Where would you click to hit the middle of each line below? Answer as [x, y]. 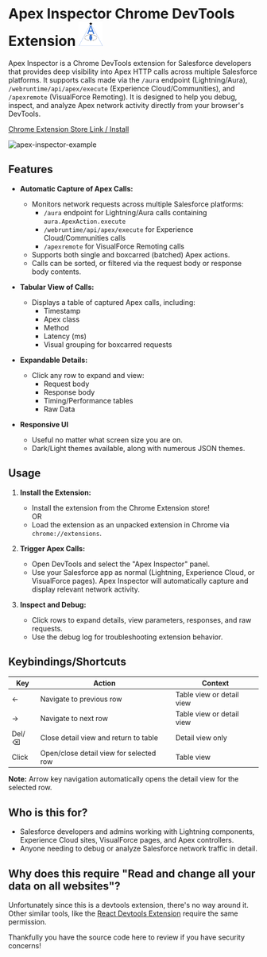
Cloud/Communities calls [85, 237]
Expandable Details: [54, 360]
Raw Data [59, 409]
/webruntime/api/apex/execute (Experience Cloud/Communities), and [122, 88]
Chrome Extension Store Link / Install [69, 129]
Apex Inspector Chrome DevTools [122, 14]
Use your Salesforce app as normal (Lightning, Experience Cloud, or [143, 572]
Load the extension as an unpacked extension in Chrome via [130, 524]
